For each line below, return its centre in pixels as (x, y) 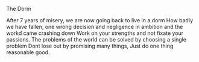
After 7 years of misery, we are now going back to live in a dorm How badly (100, 20)
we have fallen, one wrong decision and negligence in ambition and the (95, 27)
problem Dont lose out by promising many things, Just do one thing (90, 46)
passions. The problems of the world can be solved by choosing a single (96, 39)
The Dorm (19, 9)
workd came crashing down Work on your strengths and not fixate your (95, 33)
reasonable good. (28, 52)
